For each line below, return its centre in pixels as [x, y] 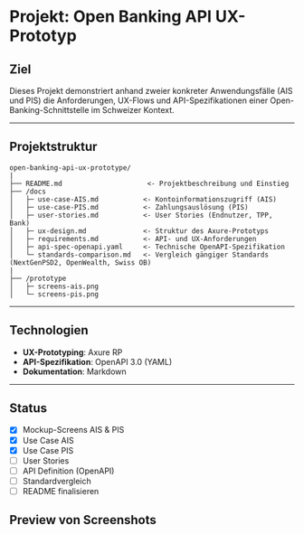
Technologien [49, 330]
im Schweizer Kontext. [133, 110]
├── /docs [28, 192]
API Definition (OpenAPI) [68, 471]
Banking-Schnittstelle [49, 110]
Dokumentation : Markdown [74, 371]
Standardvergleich [57, 481]
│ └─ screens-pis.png [54, 294]
